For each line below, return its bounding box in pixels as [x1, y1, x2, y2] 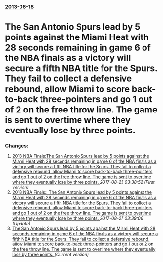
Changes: [5, 142, 29, 149]
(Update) [12, 221, 31, 226]
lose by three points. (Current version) [12, 252, 89, 258]
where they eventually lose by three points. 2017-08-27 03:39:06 [12, 215, 143, 221]
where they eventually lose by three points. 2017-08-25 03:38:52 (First [12, 179, 155, 185]
